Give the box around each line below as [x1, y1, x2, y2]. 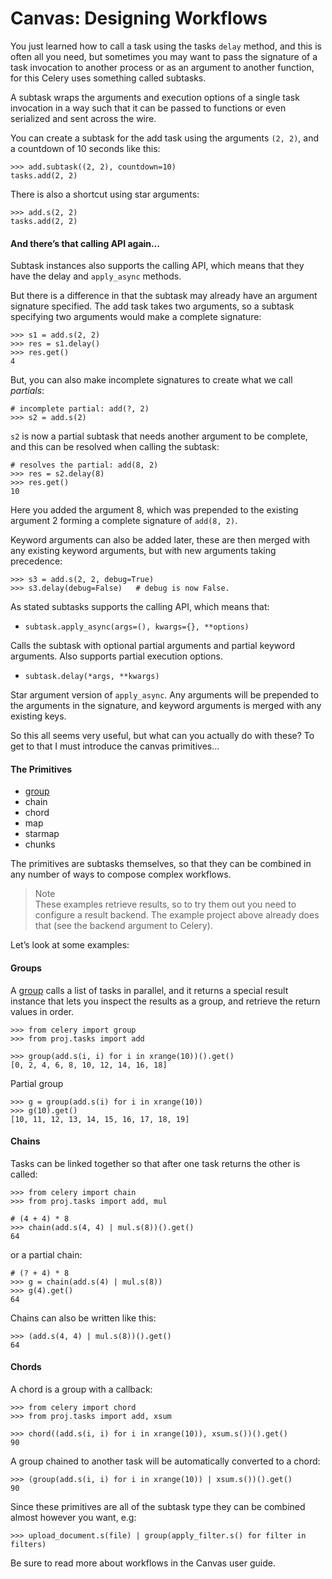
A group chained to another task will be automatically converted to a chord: [10, 1455, 321, 1467]
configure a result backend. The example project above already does [34, 909, 320, 921]
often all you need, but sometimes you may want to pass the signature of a [10, 50, 318, 62]
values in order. [10, 1005, 75, 1017]
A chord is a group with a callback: [10, 1383, 153, 1395]
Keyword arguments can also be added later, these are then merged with [10, 534, 310, 546]
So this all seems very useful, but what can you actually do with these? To [10, 730, 315, 742]
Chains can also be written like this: [10, 1312, 157, 1324]
